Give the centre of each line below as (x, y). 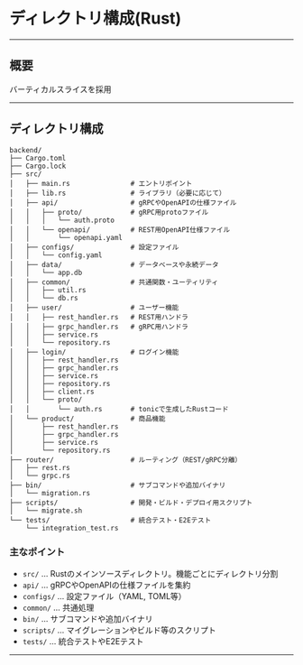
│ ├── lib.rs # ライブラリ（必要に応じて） (118, 193)
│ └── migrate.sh (46, 511)
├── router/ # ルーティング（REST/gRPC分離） (125, 460)
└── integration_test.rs (72, 528)
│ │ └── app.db (46, 272)
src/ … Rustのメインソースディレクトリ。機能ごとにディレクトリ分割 (150, 573)
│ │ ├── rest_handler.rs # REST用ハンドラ (99, 317)
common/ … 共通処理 (58, 607)
